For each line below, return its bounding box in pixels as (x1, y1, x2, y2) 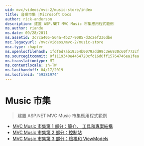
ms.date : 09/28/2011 (5, 30, 48, 35)
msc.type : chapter (5, 44, 43, 49)
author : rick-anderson (5, 16, 52, 21)
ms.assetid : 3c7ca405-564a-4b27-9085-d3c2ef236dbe (5, 35, 113, 40)
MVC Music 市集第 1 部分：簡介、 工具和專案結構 (12, 123, 113, 129)
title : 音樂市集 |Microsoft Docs (5, 12, 72, 17)
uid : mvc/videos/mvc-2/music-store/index (5, 7, 93, 12)
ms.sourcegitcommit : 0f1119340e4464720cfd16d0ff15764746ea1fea (5, 53, 140, 59)
